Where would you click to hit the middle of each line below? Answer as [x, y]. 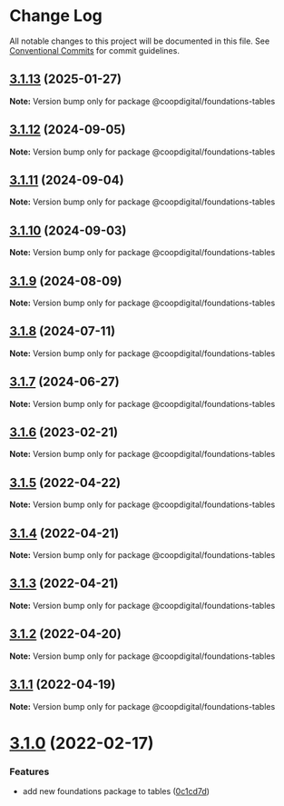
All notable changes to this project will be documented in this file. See [140, 41]
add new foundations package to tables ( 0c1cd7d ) [116, 791]
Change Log [56, 16]
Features [29, 771]
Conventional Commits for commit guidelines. [94, 50]
